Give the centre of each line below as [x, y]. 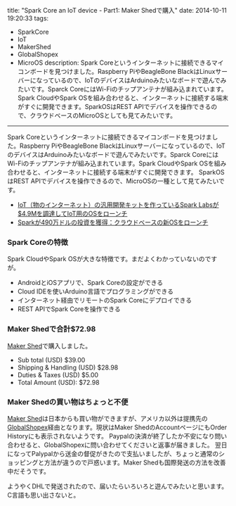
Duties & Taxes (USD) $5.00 [58, 374]
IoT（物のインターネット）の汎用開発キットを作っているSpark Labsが [118, 205]
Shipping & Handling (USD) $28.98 [68, 367]
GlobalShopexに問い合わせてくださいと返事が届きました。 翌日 [136, 445]
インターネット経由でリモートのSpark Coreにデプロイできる [104, 301]
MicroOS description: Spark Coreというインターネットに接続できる [114, 63]
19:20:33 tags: [28, 18]
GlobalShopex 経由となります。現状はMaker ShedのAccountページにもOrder [117, 427]
